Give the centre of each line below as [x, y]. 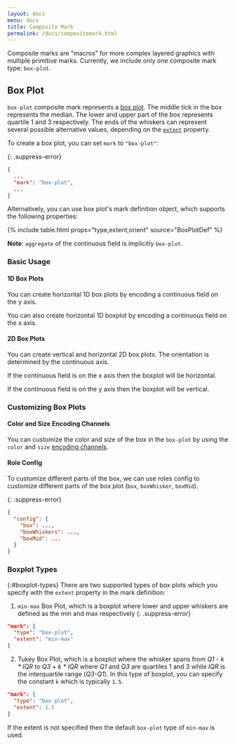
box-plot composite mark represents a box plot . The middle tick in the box [115, 107]
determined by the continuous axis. [58, 361]
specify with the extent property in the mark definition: [87, 592]
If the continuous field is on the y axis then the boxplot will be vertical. [108, 389]
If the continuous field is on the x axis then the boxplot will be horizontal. [112, 375]
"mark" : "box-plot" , [43, 182]
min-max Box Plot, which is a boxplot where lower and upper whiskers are [123, 606]
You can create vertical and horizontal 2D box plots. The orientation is [108, 354]
